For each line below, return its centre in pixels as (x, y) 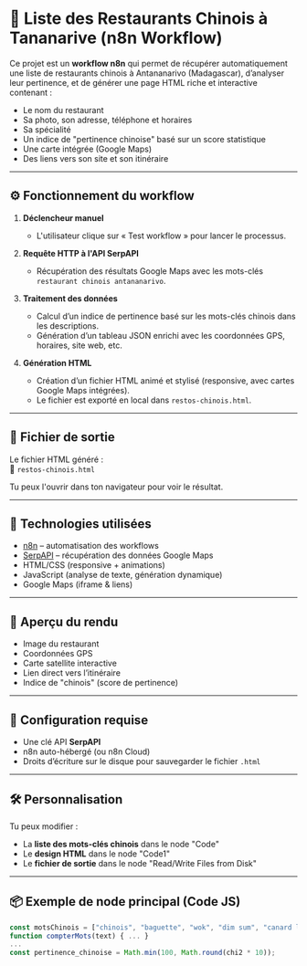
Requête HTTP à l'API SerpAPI (80, 253)
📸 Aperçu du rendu (64, 621)
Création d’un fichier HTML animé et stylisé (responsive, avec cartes (165, 380)
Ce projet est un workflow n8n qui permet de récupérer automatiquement (148, 63)
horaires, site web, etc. (79, 345)
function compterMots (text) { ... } (79, 936)
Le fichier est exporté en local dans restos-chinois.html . (144, 400)
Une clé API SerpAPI (62, 742)
